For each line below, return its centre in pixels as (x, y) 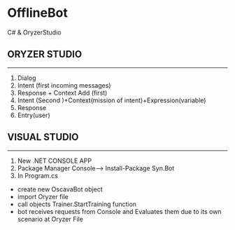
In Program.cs (37, 175)
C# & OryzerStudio (34, 32)
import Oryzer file (43, 196)
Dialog (27, 78)
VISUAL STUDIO (43, 137)
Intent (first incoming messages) (64, 85)
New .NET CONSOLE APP (55, 161)
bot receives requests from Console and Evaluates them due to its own (119, 211)
